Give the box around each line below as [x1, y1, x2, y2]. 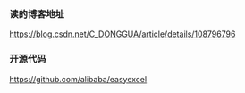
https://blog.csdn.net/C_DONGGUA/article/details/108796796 [9, 29, 236, 39]
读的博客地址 [9, 7, 65, 20]
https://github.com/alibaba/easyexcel [9, 73, 148, 84]
